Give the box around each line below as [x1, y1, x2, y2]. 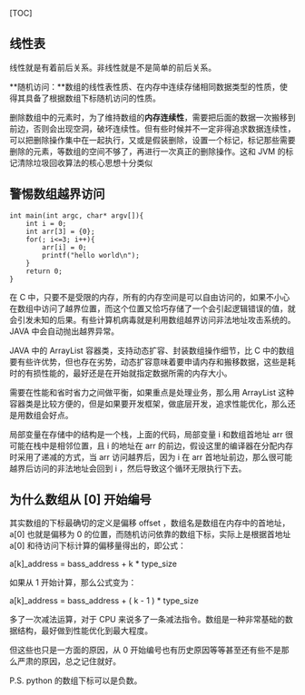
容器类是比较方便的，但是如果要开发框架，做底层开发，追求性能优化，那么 [9, 398, 288, 409]
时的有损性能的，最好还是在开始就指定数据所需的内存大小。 [9, 367, 232, 378]
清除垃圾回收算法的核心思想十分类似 [16, 157, 152, 168]
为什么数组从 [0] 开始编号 [9, 492, 152, 507]
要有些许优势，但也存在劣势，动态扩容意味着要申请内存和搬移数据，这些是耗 [9, 356, 296, 367]
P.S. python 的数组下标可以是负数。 [9, 675, 143, 686]
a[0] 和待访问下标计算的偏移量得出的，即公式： [9, 540, 186, 552]
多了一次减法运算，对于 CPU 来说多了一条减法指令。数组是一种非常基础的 [9, 614, 286, 625]
